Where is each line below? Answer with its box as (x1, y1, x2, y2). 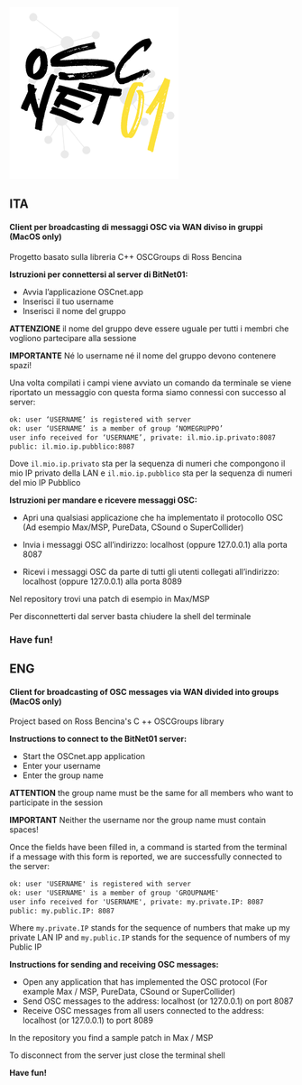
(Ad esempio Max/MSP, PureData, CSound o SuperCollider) (22, 522, 244, 533)
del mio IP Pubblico (9, 477, 81, 487)
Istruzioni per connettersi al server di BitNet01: (9, 269, 188, 280)
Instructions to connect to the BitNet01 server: (9, 734, 188, 745)
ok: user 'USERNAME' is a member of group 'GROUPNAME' (9, 888, 220, 898)
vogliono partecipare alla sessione (9, 332, 137, 343)
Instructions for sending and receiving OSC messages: (9, 960, 219, 970)
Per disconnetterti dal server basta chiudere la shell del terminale (9, 610, 252, 621)
